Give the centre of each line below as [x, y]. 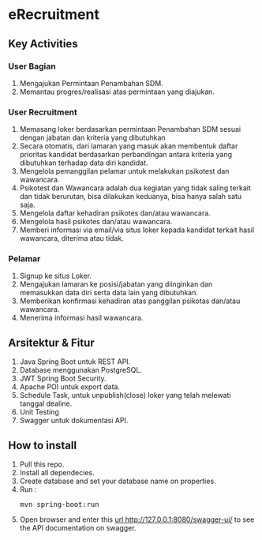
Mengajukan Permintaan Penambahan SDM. [91, 83]
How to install [43, 445]
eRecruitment [54, 15]
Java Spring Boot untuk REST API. [75, 362]
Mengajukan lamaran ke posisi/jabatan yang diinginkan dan [116, 284]
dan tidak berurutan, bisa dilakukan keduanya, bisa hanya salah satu [131, 197]
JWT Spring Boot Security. [63, 379]
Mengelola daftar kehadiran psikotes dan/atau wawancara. [115, 213]
